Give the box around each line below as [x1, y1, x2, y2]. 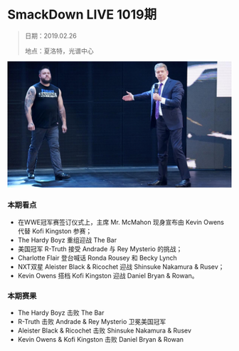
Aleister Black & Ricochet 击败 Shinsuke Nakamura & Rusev [17, 326, 192, 335]
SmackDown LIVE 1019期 [7, 6, 157, 23]
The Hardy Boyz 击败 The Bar [17, 308, 105, 317]
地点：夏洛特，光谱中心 [24, 46, 94, 55]
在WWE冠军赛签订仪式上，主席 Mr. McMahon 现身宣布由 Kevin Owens [17, 218, 225, 226]
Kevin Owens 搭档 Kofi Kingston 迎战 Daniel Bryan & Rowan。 [17, 271, 198, 280]
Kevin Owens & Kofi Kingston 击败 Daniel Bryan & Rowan [17, 335, 184, 344]
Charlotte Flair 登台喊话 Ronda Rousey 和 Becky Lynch [17, 253, 178, 262]
